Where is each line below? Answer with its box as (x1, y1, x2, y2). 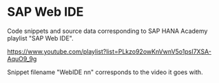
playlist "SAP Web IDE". (7, 34, 74, 42)
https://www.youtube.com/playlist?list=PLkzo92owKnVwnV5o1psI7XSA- (7, 47, 212, 56)
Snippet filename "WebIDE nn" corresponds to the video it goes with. (7, 68, 203, 76)
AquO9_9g (7, 54, 37, 62)
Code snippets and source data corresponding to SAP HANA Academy (7, 27, 208, 35)
